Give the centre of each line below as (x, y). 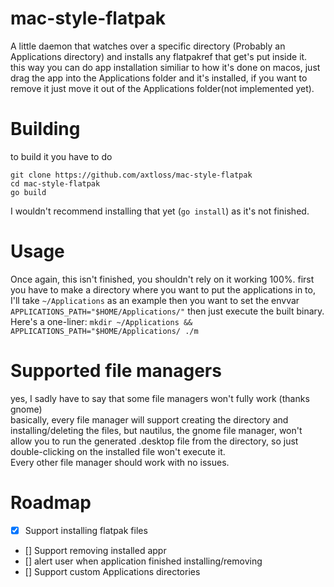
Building (45, 129)
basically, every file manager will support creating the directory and (149, 419)
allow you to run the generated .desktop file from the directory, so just (154, 441)
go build (28, 192)
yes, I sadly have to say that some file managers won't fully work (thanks (160, 398)
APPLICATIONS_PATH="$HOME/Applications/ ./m (104, 331)
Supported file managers (116, 371)
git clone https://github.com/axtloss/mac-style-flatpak (131, 175)
